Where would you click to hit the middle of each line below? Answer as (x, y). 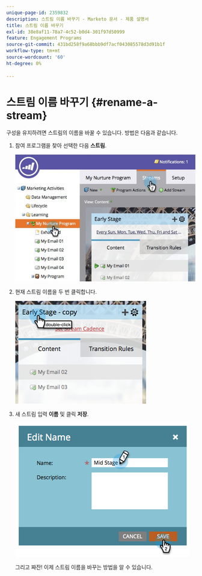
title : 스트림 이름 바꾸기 (35, 25)
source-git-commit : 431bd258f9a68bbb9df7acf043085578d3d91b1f (86, 45)
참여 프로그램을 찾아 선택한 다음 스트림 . (61, 146)
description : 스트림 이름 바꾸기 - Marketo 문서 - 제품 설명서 (78, 19)
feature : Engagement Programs (44, 38)
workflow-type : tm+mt (33, 51)
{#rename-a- (124, 102)
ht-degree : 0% (24, 63)
